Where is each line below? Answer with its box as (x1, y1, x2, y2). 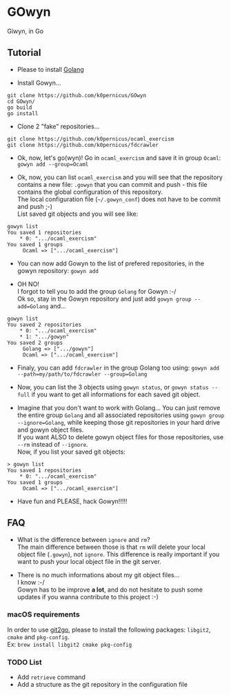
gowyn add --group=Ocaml (17, 161, 89, 168)
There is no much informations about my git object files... (17, 570, 180, 579)
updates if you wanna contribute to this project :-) (17, 592, 159, 601)
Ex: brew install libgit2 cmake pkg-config (7, 640, 132, 648)
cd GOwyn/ (7, 98, 36, 105)
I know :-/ (17, 578, 45, 586)
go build (7, 104, 32, 111)
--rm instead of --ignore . (17, 440, 88, 448)
